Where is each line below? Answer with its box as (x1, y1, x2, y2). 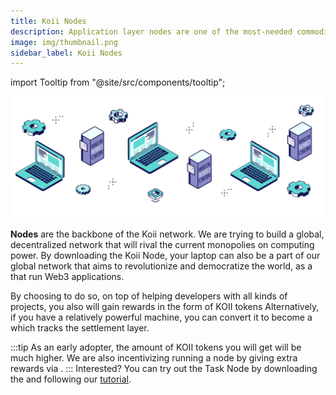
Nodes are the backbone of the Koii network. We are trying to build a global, (10, 228, 325, 240)
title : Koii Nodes (10, 16, 87, 26)
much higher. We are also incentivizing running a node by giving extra (10, 352, 298, 364)
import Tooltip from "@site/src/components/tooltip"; (10, 76, 226, 89)
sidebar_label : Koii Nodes (10, 48, 123, 58)
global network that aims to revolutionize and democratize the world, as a (10, 260, 313, 272)
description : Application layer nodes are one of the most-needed (10, 26, 293, 37)
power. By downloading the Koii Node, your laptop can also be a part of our (10, 250, 321, 262)
